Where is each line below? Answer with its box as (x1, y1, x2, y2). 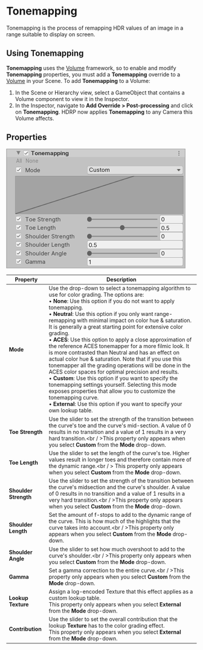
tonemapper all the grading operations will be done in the (48, 362, 191, 369)
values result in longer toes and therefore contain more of (48, 456, 192, 463)
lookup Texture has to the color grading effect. (48, 622, 165, 629)
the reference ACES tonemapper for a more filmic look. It (48, 343, 189, 350)
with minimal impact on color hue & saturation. (76, 317, 192, 324)
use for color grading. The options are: (48, 291, 144, 298)
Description (106, 276, 137, 283)
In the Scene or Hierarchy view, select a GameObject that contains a (14, 89, 185, 96)
